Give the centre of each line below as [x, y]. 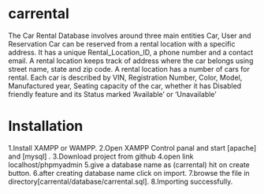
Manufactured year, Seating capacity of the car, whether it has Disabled [125, 86]
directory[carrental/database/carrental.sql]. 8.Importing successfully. [121, 181]
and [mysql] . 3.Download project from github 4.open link [101, 156]
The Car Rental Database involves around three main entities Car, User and [130, 35]
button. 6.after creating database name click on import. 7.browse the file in [129, 173]
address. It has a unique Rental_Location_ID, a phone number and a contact [131, 52]
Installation [46, 126]
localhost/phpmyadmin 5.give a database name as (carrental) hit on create [129, 164]
